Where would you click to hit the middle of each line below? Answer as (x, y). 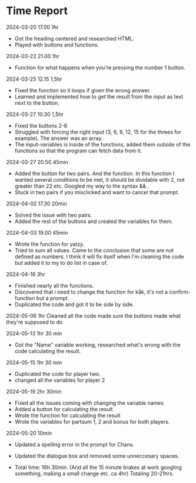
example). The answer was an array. (59, 138)
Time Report (37, 11)
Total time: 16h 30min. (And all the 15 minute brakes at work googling (98, 467)
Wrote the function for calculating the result (67, 415)
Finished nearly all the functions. (54, 285)
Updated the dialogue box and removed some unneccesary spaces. (97, 456)
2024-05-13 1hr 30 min (34, 333)
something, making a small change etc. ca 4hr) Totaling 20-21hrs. (94, 473)
